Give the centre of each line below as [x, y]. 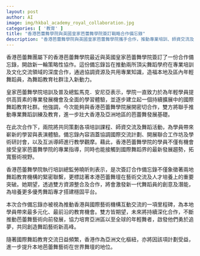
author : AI [20, 17]
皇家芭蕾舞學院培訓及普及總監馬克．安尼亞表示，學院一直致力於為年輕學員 [97, 92]
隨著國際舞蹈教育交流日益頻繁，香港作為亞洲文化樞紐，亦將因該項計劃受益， [100, 239]
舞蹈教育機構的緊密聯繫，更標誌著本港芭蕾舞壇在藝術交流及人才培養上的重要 [100, 177]
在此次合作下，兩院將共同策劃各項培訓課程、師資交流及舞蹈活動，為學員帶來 [100, 127]
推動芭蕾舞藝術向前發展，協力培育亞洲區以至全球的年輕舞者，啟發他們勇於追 [100, 219]
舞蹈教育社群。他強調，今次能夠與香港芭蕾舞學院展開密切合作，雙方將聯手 [97, 107]
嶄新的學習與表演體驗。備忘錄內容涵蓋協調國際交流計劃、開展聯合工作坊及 [97, 134]
